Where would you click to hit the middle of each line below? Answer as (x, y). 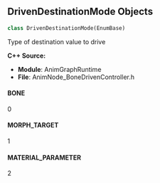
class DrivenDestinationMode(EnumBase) (66, 28)
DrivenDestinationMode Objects (80, 12)
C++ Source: (27, 56)
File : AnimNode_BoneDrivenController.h (76, 77)
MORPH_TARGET (33, 125)
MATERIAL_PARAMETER (44, 157)
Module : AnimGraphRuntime (59, 69)
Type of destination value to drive (57, 41)
